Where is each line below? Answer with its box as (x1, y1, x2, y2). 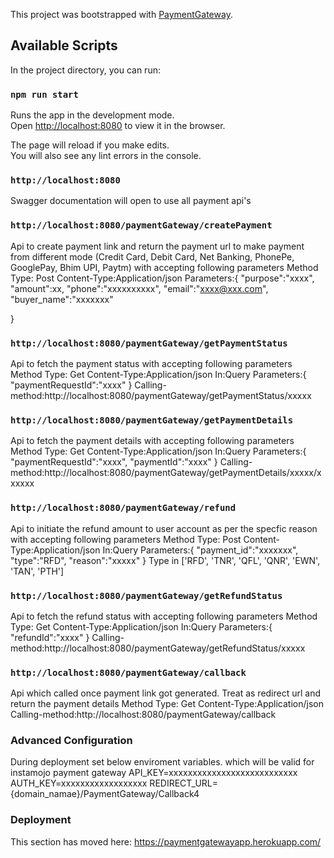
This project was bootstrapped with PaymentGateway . (10, 9, 233, 20)
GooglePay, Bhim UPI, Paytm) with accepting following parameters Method (10, 261, 319, 273)
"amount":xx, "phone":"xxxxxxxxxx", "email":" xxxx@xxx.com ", (10, 282, 269, 294)
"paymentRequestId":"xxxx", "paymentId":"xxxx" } (10, 456, 218, 468)
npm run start (10, 89, 79, 100)
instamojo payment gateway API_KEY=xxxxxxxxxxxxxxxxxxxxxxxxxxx (10, 767, 298, 779)
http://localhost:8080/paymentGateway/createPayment (10, 220, 273, 231)
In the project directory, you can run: (10, 64, 161, 76)
